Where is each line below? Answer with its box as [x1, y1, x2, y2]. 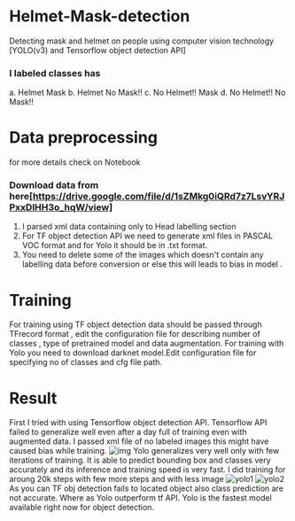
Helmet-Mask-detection [9, 6, 190, 27]
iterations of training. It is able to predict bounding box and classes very [9, 455, 272, 466]
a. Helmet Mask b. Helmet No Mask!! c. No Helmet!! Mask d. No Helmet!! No [9, 87, 286, 98]
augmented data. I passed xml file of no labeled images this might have [9, 436, 269, 447]
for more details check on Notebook [9, 157, 141, 167]
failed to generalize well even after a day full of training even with [9, 427, 247, 438]
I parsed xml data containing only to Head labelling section [21, 222, 237, 232]
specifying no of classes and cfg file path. [9, 357, 162, 368]
